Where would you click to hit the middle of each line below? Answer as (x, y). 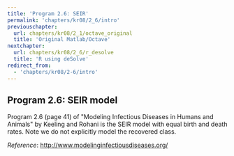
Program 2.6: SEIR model (63, 100)
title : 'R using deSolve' (51, 59)
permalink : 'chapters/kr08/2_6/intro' (64, 20)
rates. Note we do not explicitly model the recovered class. (92, 132)
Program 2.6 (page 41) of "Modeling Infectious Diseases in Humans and (110, 117)
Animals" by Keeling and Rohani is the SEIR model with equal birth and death (117, 124)
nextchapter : (26, 46)
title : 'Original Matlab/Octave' (62, 40)
